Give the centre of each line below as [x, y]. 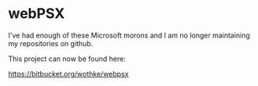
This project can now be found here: [67, 59]
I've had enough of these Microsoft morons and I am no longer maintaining [129, 35]
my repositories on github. [51, 43]
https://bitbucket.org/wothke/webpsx [68, 73]
